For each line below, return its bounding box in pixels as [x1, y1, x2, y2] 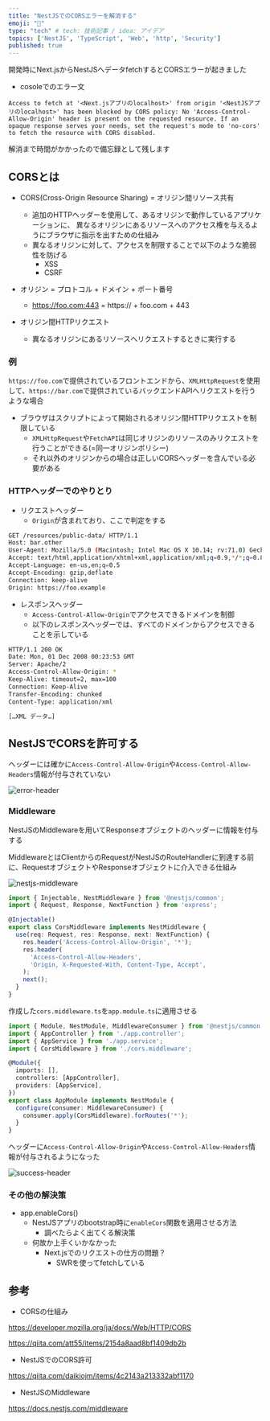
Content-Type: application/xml [8, 697, 113, 706]
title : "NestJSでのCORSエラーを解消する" [8, 11, 137, 20]
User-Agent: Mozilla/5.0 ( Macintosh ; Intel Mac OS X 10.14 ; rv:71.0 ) [8, 546, 247, 555]
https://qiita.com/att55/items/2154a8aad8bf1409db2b [8, 1338, 186, 1348]
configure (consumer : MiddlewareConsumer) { [15, 1103, 163, 1112]
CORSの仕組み [19, 1307, 68, 1316]
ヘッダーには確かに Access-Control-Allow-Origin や [8, 759, 177, 769]
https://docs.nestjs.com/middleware [8, 1404, 129, 1414]
